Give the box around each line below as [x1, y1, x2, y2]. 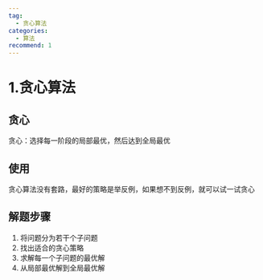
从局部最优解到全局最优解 [19, 262, 105, 273]
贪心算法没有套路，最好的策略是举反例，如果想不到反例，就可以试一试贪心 [8, 184, 255, 193]
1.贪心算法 [8, 79, 76, 97]
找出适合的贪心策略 [19, 242, 84, 253]
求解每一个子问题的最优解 [19, 253, 105, 262]
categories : [8, 26, 48, 34]
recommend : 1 [8, 42, 52, 50]
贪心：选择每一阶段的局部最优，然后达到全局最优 [8, 136, 171, 145]
